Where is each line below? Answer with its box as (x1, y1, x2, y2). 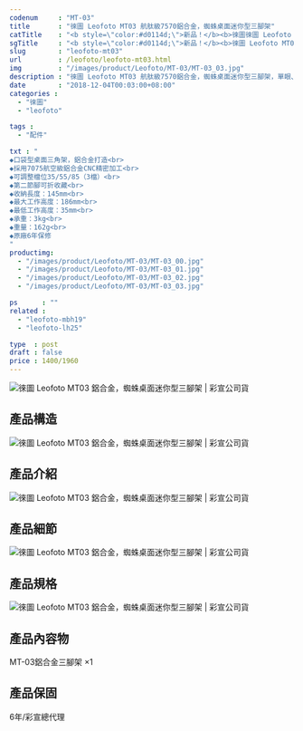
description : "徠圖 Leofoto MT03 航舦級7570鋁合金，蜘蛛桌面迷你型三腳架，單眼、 (9, 72, 298, 82)
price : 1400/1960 (9, 357, 79, 366)
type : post (9, 340, 59, 349)
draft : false (9, 348, 63, 358)
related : (9, 306, 47, 315)
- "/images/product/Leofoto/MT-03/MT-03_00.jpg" (17, 256, 204, 265)
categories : (9, 89, 59, 98)
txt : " (9, 147, 39, 157)
